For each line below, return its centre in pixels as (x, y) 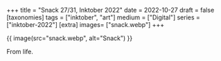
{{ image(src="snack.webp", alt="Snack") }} (70, 38)
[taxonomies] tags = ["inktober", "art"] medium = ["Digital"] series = (103, 17)
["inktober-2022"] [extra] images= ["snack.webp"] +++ (86, 25)
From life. (20, 52)
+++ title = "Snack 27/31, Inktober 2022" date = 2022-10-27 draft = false (110, 10)
